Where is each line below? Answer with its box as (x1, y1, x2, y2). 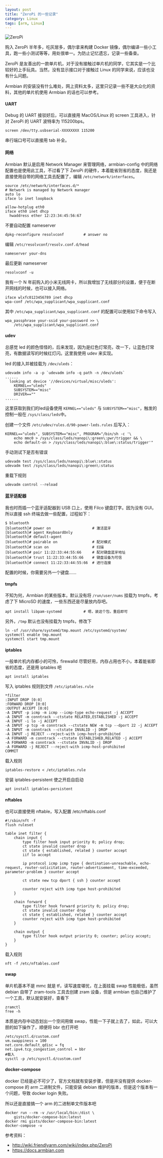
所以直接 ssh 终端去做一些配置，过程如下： (5, 511, 91, 517)
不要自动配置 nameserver (5, 222, 56, 228)
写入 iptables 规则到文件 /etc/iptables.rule (5, 683, 94, 689)
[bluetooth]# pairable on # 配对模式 (5, 540, 111, 545)
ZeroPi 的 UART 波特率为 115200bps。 (10, 118, 87, 125)
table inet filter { (5, 831, 47, 836)
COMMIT (5, 749, 18, 754)
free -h (5, 1009, 21, 1014)
